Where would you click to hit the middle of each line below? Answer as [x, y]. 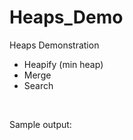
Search [38, 85]
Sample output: [40, 124]
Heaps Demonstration [54, 45]
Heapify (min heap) [63, 64]
